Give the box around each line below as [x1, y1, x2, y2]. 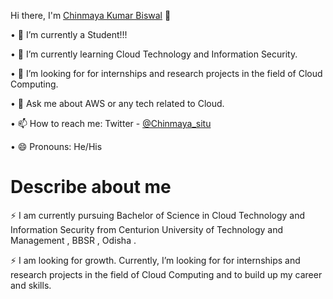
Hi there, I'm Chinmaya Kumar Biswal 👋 [10, 10, 172, 21]
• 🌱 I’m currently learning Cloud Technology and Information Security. [10, 48, 298, 60]
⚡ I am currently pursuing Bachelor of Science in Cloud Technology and [10, 209, 306, 221]
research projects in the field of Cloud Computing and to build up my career [10, 268, 323, 280]
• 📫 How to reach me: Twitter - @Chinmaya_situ [10, 118, 212, 129]
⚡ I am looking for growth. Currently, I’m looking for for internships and [10, 254, 301, 266]
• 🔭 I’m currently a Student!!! [10, 29, 128, 40]
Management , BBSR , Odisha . [10, 234, 137, 246]
